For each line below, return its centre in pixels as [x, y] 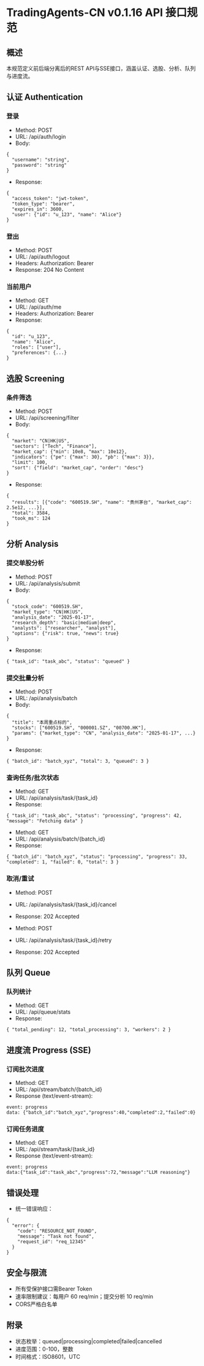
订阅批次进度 [25, 1069]
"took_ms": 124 [31, 518]
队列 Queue [28, 972]
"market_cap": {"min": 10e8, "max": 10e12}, [70, 452]
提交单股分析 [25, 563]
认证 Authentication [45, 97]
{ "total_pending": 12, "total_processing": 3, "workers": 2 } [89, 1030]
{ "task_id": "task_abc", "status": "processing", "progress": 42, [94, 816]
